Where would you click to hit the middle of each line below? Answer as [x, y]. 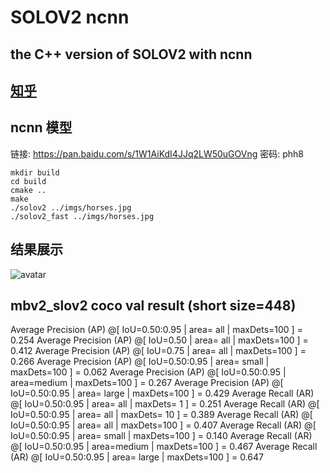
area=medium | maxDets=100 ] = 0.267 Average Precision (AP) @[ [147, 383]
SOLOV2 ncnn [70, 17]
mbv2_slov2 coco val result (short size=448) [153, 305]
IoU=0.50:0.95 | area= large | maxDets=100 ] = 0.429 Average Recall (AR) [162, 393]
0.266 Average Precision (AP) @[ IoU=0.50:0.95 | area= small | [140, 362]
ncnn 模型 [41, 127]
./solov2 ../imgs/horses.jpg [71, 207]
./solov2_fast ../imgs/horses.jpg [82, 216]
